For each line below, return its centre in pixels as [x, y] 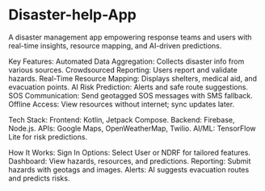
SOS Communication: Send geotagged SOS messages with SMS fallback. [130, 95]
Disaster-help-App [73, 15]
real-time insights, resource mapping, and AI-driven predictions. [115, 45]
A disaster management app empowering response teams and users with [130, 37]
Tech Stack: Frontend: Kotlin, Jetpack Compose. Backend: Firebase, [122, 119]
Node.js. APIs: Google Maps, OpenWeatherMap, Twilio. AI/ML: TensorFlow [132, 128]
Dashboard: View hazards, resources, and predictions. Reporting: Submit [130, 161]
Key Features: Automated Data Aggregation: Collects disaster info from [126, 61]
